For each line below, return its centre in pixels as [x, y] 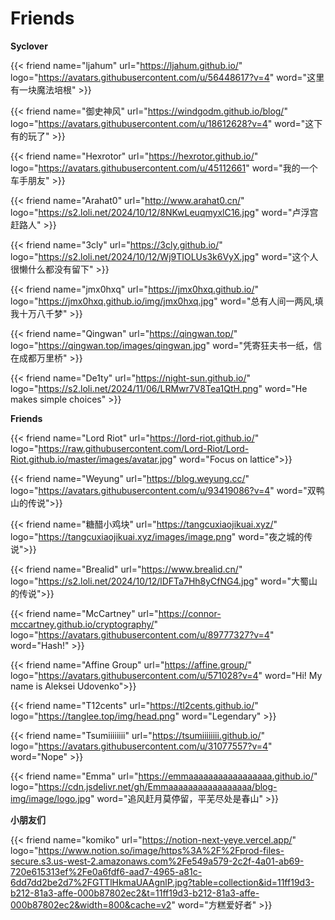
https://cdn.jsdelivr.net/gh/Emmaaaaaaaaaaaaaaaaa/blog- [158, 786]
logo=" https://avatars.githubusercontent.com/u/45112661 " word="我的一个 [164, 168]
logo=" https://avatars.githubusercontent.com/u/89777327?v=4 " [142, 634]
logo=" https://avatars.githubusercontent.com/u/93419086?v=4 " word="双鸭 [167, 490]
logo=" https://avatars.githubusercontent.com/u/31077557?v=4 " [141, 746]
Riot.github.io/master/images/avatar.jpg [91, 459]
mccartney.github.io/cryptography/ [82, 624]
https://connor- [190, 613]
